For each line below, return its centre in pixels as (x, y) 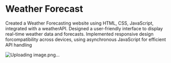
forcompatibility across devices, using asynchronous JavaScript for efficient (86, 39)
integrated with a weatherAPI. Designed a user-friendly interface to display (84, 28)
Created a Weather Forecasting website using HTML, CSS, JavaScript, (79, 23)
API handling (19, 45)
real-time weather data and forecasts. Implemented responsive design (79, 34)
